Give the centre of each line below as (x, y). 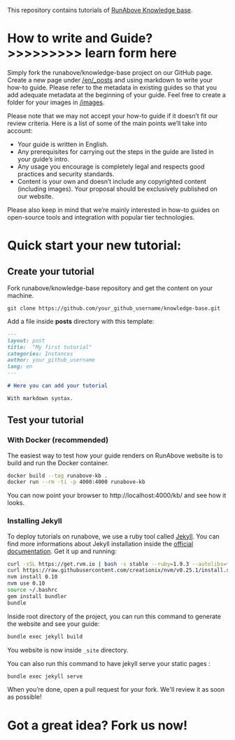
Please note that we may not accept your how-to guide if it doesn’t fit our (113, 115)
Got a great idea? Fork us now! (97, 725)
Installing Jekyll (35, 521)
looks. (16, 503)
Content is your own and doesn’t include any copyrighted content (112, 181)
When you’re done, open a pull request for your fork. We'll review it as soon (116, 690)
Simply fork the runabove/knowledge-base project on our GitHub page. (110, 72)
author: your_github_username (51, 360)
